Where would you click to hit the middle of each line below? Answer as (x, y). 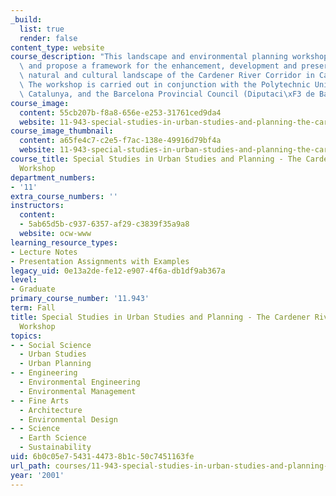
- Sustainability (55, 447)
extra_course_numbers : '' (64, 196)
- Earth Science (53, 438)
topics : (26, 336)
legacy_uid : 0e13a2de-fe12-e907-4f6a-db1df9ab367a (118, 271)
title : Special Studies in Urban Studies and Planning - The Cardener (160, 317)
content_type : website (57, 47)
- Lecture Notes (44, 252)
